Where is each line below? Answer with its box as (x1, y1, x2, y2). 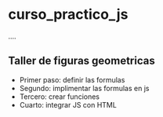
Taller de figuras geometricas (8, 54, 155, 68)
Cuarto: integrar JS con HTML (19, 100, 118, 109)
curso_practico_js (8, 5, 129, 24)
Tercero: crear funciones (19, 92, 100, 101)
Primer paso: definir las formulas (19, 75, 125, 84)
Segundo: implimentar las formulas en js (19, 83, 150, 93)
